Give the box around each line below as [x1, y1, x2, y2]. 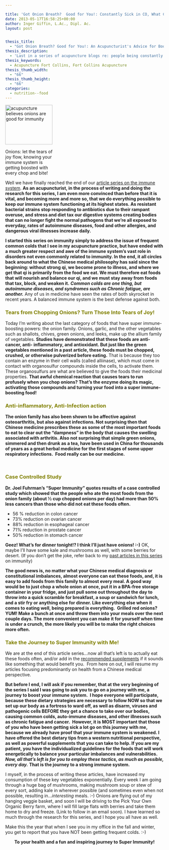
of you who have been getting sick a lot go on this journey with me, [5, 724, 148, 730]
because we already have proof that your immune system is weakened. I [5, 729, 160, 735]
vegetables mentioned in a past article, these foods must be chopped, [5, 347, 155, 353]
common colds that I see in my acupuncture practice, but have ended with [5, 242, 163, 249]
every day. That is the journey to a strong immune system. [5, 761, 130, 768]
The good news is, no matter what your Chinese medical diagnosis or [5, 567, 153, 573]
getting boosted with [5, 164, 48, 171]
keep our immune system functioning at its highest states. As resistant [5, 201, 156, 207]
